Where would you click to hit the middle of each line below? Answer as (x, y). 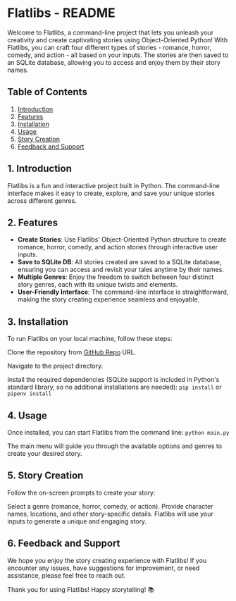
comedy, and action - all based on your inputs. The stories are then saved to (118, 55)
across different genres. (42, 200)
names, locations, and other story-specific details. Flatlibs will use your (110, 514)
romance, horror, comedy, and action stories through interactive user (118, 247)
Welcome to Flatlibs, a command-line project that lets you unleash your (111, 32)
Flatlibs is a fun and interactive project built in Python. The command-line (113, 185)
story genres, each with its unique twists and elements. (98, 285)
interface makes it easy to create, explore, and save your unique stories (111, 193)
